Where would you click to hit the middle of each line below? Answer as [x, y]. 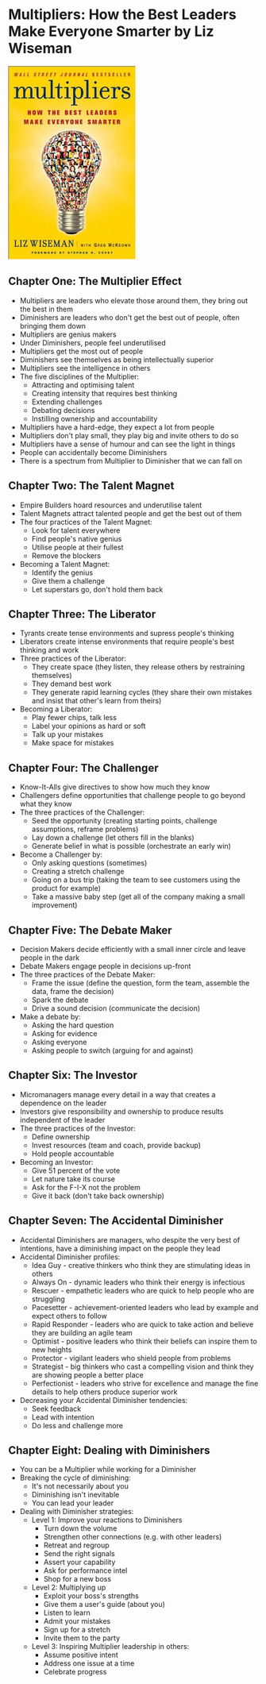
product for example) [66, 888]
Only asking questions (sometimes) [89, 863]
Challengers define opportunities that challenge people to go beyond [133, 796]
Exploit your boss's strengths [91, 1596]
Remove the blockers [66, 555]
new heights [52, 1349]
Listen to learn [67, 1613]
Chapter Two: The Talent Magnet [91, 486]
